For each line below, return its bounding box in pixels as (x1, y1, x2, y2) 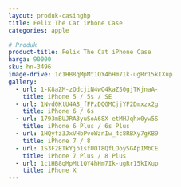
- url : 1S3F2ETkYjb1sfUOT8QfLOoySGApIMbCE (15, 144, 159, 152)
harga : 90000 (8, 56, 52, 64)
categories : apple (8, 26, 69, 34)
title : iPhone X (22, 166, 77, 175)
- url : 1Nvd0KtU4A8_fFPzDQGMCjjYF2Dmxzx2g (15, 100, 159, 108)
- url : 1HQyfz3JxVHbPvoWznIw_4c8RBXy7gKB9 (15, 130, 159, 138)
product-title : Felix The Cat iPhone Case (8, 49, 151, 56)
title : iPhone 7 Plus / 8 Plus (22, 152, 127, 160)
